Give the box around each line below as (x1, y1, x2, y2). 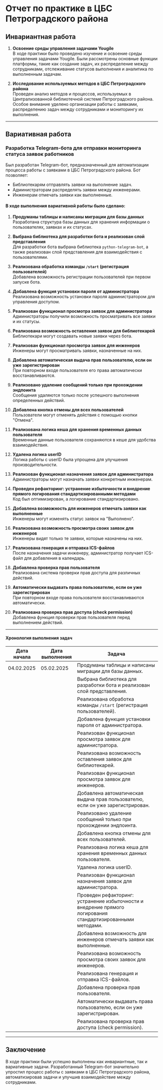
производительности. (12, 462, 58, 468)
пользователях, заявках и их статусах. (12, 224, 93, 230)
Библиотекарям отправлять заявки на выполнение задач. (12, 182, 133, 187)
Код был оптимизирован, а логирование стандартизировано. (12, 496, 140, 502)
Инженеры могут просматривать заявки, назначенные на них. (12, 348, 142, 353)
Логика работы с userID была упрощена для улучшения (12, 456, 128, 462)
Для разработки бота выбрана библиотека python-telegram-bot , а (12, 244, 148, 250)
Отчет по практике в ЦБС (5, 3, 113, 14)
